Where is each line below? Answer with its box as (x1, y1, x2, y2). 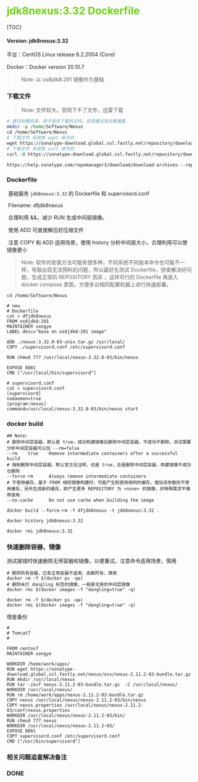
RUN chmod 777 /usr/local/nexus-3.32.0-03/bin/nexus (6, 354, 139, 360)
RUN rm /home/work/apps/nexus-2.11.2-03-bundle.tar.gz (6, 692, 144, 698)
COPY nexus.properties (6, 703, 62, 708)
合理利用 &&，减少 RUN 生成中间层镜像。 (8, 214, 108, 221)
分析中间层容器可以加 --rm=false (6, 446, 80, 452)
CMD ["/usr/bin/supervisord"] (6, 738, 81, 744)
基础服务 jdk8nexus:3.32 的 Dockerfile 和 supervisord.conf (8, 190, 149, 197)
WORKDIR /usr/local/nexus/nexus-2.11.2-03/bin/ (6, 713, 126, 719)
